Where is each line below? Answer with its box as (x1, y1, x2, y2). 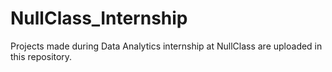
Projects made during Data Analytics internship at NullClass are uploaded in (10, 40, 323, 52)
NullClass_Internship (10, 7, 188, 30)
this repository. (10, 50, 73, 62)
